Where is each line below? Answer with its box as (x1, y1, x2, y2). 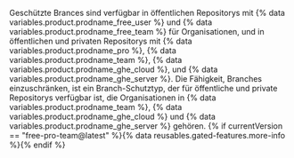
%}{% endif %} (9, 139, 66, 150)
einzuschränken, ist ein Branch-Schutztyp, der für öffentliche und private (9, 83, 278, 93)
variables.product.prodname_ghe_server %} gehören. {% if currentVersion (9, 121, 283, 131)
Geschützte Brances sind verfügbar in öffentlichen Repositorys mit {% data (9, 8, 285, 18)
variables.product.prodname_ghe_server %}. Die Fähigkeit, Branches (9, 74, 263, 83)
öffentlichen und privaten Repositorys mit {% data (9, 36, 193, 46)
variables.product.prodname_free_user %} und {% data (9, 17, 213, 28)
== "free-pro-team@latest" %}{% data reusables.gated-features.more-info (9, 130, 286, 140)
